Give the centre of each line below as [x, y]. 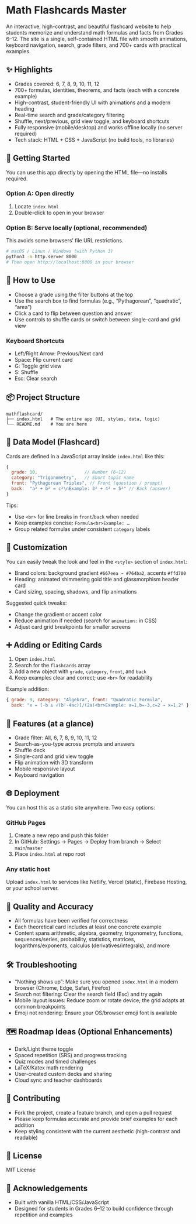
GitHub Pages [26, 822]
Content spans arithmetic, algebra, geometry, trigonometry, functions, [99, 933]
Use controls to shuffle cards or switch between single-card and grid [97, 319]
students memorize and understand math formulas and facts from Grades [94, 32]
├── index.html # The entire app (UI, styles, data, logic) [83, 419]
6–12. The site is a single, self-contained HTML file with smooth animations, [97, 39]
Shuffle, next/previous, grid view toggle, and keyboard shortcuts [92, 121]
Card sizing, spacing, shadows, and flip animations [76, 591]
